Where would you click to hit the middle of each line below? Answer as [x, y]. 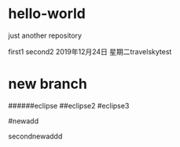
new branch [48, 84]
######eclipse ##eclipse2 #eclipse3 [69, 105]
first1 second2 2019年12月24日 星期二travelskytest [90, 51]
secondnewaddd [35, 136]
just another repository [45, 35]
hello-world [47, 14]
